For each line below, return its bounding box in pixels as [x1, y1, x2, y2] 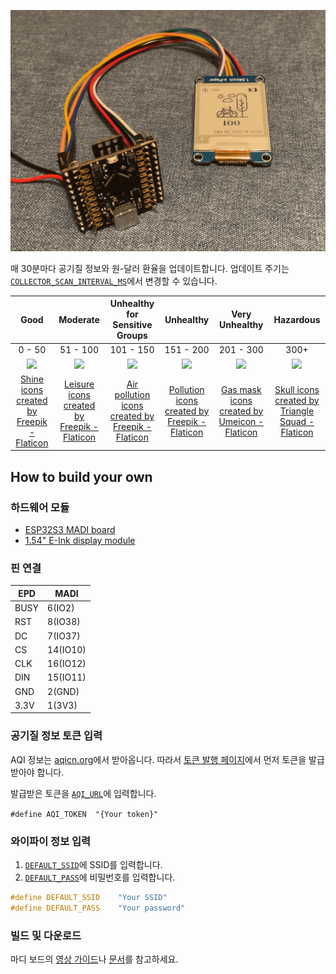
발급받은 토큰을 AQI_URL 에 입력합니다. [10, 787, 157, 799]
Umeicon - [218, 415, 265, 427]
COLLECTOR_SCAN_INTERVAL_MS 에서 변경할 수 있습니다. [10, 275, 218, 287]
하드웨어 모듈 [10, 500, 70, 514]
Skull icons [274, 383, 320, 395]
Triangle [279, 405, 315, 417]
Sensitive [112, 319, 153, 331]
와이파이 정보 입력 [10, 834, 92, 848]
